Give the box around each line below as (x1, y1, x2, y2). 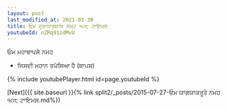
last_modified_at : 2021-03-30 (7, 16, 94, 23)
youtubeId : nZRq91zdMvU (7, 29, 76, 36)
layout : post (7, 10, 45, 17)
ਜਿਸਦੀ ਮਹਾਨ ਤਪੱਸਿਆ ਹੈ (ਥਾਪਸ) (16, 61, 95, 70)
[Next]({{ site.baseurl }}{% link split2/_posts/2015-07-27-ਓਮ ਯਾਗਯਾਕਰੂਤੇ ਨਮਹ (7, 88, 221, 96)
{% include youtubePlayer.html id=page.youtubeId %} (7, 75, 160, 83)
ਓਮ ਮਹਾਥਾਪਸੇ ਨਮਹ (7, 48, 54, 56)
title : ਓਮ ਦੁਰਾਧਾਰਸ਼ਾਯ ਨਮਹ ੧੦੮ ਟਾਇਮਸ (7, 23, 109, 29)
